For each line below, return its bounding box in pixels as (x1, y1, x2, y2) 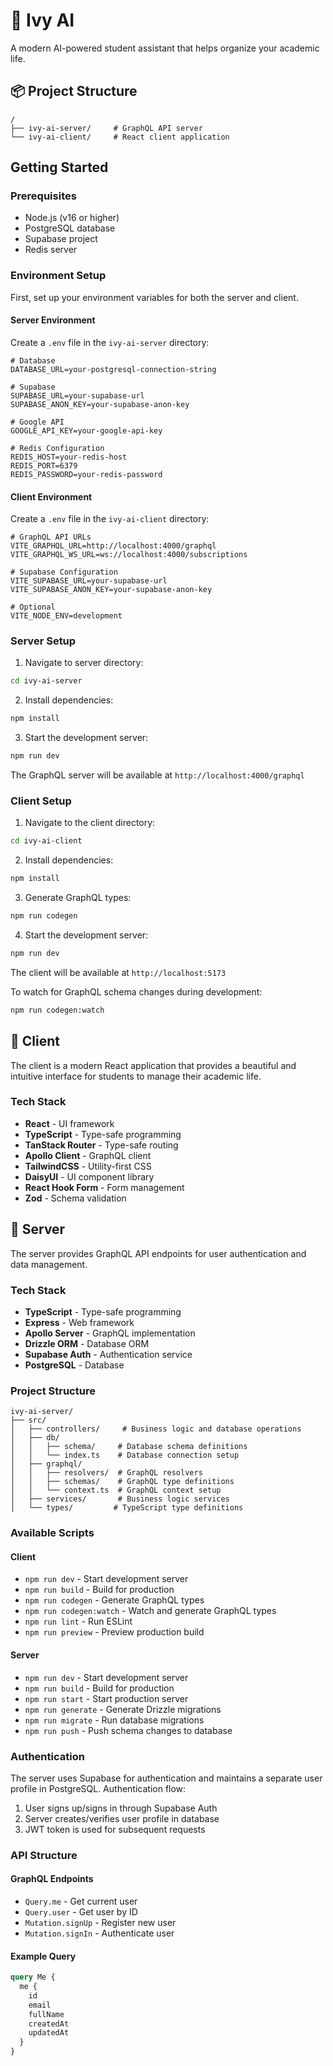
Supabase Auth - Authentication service (24, 1348, 193, 1360)
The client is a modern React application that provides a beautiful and (10, 1059, 297, 1071)
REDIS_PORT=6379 (10, 460, 78, 471)
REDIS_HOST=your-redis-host (10, 452, 128, 462)
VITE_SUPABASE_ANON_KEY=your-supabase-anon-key (10, 585, 213, 595)
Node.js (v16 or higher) (24, 212, 120, 224)
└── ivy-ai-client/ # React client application (10, 132, 230, 142)
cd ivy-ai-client (10, 836, 83, 846)
